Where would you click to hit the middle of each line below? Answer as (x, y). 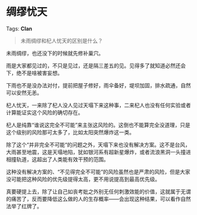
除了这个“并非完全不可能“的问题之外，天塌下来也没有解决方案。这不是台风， (98, 145)
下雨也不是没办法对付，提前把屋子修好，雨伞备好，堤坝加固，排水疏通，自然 (98, 85)
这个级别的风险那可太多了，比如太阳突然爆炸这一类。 (70, 132)
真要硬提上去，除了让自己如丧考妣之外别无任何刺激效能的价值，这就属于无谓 (98, 192)
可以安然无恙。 (24, 93)
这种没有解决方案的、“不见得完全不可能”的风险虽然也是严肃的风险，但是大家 (98, 172)
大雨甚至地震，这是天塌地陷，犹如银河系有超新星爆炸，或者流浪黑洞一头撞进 (98, 152)
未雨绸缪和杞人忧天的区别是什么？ (62, 40)
